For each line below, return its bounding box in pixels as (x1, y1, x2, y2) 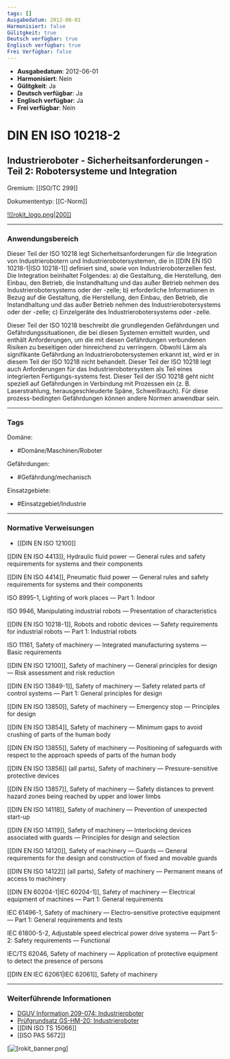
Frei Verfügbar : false (7, 49, 72, 56)
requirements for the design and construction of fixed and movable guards (7, 854, 218, 862)
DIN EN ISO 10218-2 (7, 128, 121, 143)
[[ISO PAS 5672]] (16, 1031, 66, 1040)
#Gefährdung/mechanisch (16, 473, 92, 481)
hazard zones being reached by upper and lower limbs (7, 792, 161, 800)
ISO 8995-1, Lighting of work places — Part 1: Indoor (7, 593, 155, 601)
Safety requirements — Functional (14, 936, 111, 944)
